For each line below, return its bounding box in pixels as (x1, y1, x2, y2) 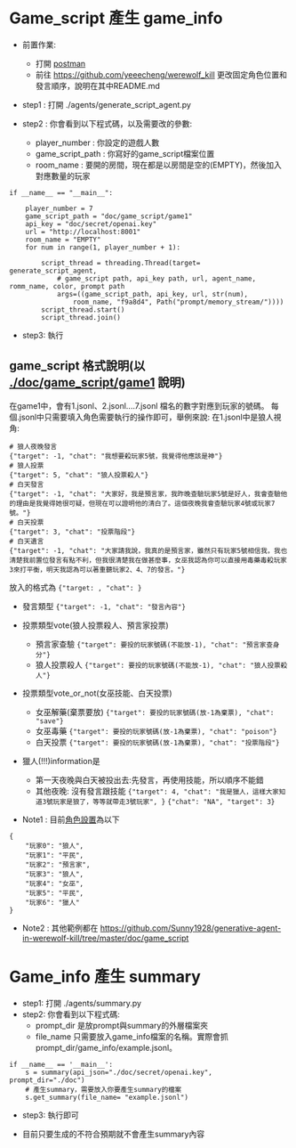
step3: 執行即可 (21, 1110, 79, 1120)
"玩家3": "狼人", (25, 869, 84, 878)
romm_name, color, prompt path (9, 281, 125, 290)
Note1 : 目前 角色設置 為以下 (21, 814, 120, 825)
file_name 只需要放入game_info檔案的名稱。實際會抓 (35, 1030, 228, 1042)
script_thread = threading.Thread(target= (41, 258, 201, 267)
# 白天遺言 (9, 536, 44, 546)
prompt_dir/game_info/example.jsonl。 (35, 1042, 178, 1053)
